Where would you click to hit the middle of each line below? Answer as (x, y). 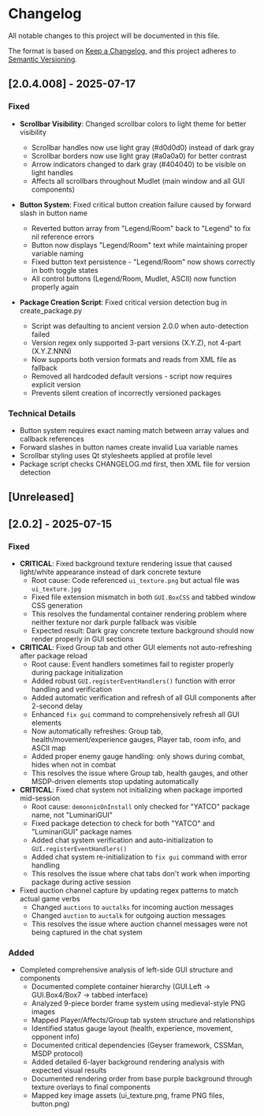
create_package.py (51, 310)
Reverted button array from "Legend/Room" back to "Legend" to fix (141, 228)
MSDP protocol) (57, 1054)
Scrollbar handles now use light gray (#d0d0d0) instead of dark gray (143, 147)
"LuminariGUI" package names (82, 832)
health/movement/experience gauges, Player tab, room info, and (136, 739)
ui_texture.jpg (56, 589)
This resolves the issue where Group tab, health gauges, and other (139, 773)
